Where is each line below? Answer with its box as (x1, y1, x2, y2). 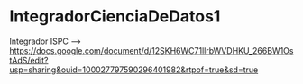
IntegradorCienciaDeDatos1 (9, 6, 221, 27)
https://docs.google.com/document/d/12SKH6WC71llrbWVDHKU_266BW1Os (9, 45, 294, 55)
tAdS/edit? (9, 55, 49, 65)
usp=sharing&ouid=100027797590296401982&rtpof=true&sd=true (9, 64, 259, 75)
